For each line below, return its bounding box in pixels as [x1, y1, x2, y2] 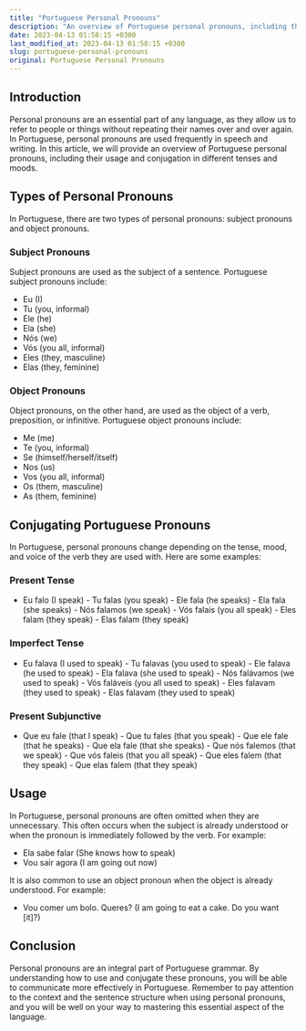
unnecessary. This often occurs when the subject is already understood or [9, 819, 290, 831]
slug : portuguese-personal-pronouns [9, 47, 148, 57]
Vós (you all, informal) [22, 342, 106, 352]
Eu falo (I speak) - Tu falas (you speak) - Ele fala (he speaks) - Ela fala [22, 594, 286, 605]
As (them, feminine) [22, 490, 97, 502]
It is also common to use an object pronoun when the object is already [9, 874, 273, 886]
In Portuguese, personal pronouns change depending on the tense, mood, [9, 542, 288, 552]
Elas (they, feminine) [22, 362, 100, 373]
